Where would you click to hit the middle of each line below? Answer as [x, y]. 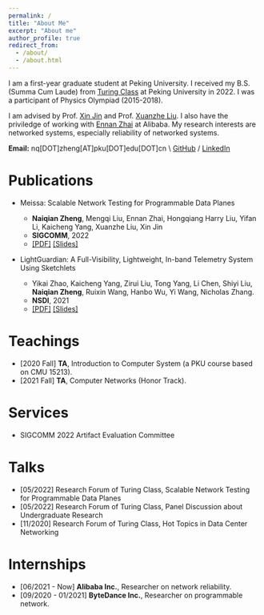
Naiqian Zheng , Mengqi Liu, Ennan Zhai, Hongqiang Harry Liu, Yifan [144, 218]
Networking [39, 532]
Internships [47, 564]
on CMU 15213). [46, 372]
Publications [51, 181]
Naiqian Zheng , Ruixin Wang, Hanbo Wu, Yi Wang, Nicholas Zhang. [143, 291]
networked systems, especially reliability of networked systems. [114, 132]
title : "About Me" [39, 23]
